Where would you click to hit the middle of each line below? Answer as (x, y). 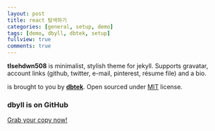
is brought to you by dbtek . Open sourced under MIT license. (95, 87)
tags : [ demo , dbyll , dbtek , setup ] (59, 33)
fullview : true (29, 40)
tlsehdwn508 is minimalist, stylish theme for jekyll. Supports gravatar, (108, 66)
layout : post (26, 14)
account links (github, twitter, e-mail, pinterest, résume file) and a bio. (107, 73)
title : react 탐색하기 (37, 20)
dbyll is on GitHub (38, 105)
